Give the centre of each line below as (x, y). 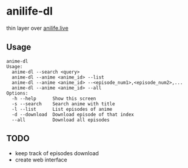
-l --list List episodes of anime (62, 109)
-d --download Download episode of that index (73, 114)
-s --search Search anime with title (63, 104)
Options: (17, 93)
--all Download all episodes (61, 120)
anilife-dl (30, 11)
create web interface (41, 159)
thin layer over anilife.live (37, 28)
